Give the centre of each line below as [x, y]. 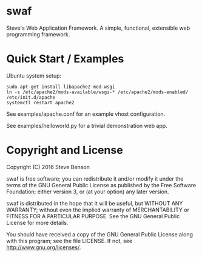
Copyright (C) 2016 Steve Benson [48, 167]
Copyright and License [65, 150]
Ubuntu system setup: [34, 75]
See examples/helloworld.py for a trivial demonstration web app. [87, 125]
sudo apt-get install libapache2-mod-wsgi [61, 87]
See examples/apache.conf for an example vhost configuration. [86, 114]
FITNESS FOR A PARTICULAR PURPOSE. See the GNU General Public [93, 216]
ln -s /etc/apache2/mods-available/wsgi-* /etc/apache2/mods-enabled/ [97, 92]
